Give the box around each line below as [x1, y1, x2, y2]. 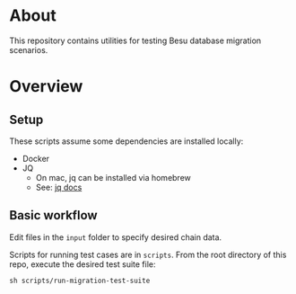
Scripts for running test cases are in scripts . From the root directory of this [9, 249, 287, 260]
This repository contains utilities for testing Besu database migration [9, 35, 262, 46]
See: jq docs [35, 182, 83, 192]
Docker [22, 153, 50, 164]
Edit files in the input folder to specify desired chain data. [9, 231, 222, 243]
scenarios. [9, 44, 48, 55]
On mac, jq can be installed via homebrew [35, 172, 191, 183]
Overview [9, 76, 83, 97]
